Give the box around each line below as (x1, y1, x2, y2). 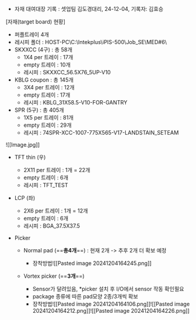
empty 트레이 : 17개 (23, 91, 71, 98)
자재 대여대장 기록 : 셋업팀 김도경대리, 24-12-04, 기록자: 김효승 (14, 5, 164, 12)
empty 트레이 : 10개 (23, 61, 71, 68)
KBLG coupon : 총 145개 (14, 76, 74, 83)
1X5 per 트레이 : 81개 (23, 114, 74, 121)
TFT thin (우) (14, 153, 46, 161)
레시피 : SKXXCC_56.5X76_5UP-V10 (23, 69, 111, 75)
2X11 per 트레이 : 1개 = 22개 (23, 167, 91, 173)
